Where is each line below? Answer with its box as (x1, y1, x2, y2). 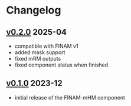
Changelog (6, 4, 61, 17)
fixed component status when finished (14, 61, 109, 68)
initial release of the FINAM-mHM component (14, 94, 126, 101)
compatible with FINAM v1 (14, 42, 78, 49)
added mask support (14, 49, 65, 56)
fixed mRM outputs (14, 55, 61, 62)
